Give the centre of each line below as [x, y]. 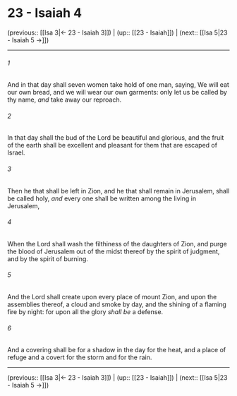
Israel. [16, 152]
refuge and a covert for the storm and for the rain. [80, 357]
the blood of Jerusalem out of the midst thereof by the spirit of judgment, [114, 251]
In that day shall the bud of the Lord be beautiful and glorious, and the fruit [116, 138]
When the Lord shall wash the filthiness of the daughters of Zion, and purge [117, 244]
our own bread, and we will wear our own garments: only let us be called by [117, 92]
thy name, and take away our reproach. [65, 100]
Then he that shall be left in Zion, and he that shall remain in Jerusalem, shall [119, 191]
